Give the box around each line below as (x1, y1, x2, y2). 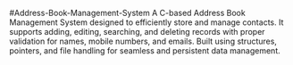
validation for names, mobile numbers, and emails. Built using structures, (9, 36, 277, 46)
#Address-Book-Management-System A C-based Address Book (9, 8, 246, 18)
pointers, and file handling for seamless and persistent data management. (9, 45, 280, 56)
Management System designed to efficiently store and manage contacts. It (9, 17, 284, 28)
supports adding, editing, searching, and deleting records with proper (9, 27, 265, 37)
